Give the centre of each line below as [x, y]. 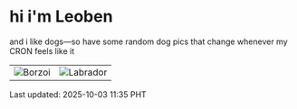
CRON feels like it [42, 50]
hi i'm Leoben [61, 17]
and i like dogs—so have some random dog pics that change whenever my [148, 41]
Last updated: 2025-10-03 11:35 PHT [78, 94]
